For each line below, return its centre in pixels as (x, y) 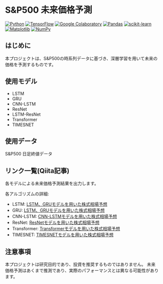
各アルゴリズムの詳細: (27, 194)
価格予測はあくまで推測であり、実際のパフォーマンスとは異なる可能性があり (82, 270)
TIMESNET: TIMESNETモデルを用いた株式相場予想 (63, 235)
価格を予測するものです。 (31, 65)
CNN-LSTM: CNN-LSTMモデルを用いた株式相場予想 (64, 217)
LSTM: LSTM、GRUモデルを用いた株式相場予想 (60, 204)
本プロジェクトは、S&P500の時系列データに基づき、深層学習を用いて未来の (81, 58)
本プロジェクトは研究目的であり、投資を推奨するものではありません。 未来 (80, 264)
